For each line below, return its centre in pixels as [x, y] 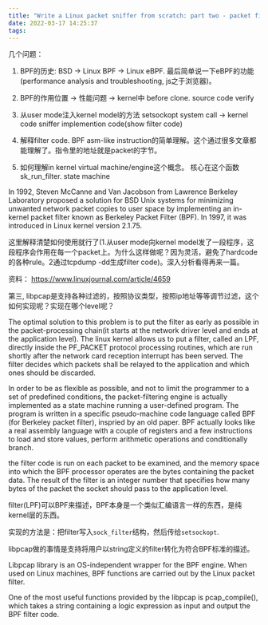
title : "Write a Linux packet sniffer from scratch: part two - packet [130, 16]
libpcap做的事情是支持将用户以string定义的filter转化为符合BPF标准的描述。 [131, 549]
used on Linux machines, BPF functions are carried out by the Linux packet [132, 574]
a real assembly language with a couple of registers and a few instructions [130, 431]
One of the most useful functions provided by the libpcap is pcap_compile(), [133, 597]
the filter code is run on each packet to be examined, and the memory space [134, 463]
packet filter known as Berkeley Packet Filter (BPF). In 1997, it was [139, 217]
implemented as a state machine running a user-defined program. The [124, 405]
